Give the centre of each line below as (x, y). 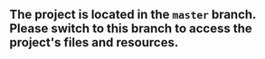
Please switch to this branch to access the (131, 29)
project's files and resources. (94, 42)
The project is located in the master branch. (132, 15)
